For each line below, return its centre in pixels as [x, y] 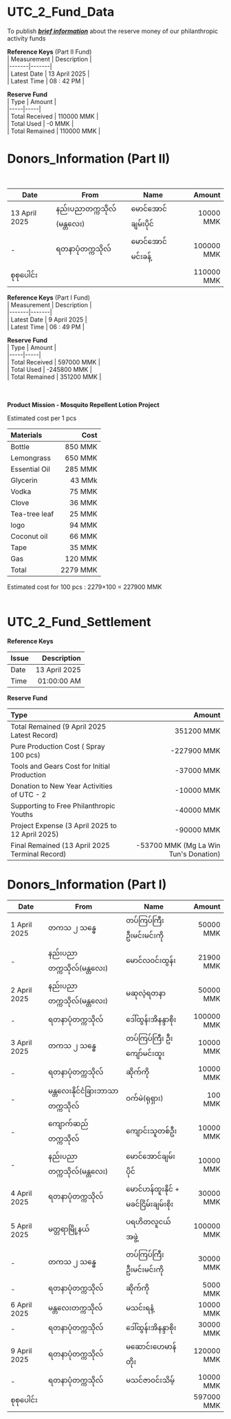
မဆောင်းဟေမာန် [151, 1346]
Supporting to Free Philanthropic [63, 805]
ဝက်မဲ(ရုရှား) [145, 1098]
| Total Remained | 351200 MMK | [54, 377]
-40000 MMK [197, 810]
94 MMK [83, 525]
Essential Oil [30, 469]
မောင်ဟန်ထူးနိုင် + [153, 1189]
